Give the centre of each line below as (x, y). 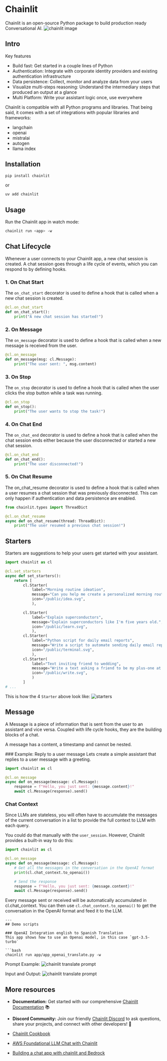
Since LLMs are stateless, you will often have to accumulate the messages (81, 815)
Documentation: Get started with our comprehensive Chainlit (75, 1002)
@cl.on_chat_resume (25, 516)
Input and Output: (23, 974)
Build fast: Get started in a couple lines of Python (62, 65)
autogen (21, 143)
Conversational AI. (24, 28)
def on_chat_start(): (28, 312)
